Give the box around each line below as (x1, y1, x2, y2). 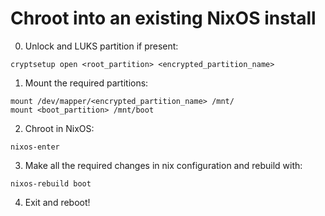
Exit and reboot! (24, 196, 91, 208)
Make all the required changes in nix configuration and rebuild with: (24, 159, 303, 171)
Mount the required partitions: (24, 77, 149, 89)
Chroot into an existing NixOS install (10, 7, 317, 30)
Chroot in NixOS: (24, 122, 95, 134)
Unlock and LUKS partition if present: (24, 40, 179, 52)
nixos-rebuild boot (10, 178, 92, 189)
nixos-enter (10, 142, 60, 152)
